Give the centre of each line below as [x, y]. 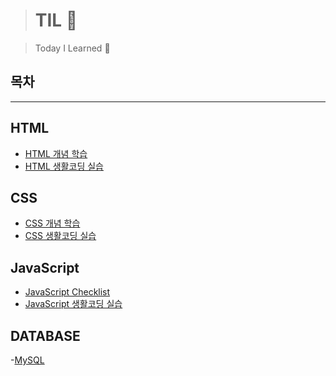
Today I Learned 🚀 [72, 48]
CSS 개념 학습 [52, 223]
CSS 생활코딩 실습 [60, 236]
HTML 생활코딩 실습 [64, 166]
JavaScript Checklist [67, 292]
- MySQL [27, 360]
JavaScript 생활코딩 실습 [73, 304]
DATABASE [45, 335]
